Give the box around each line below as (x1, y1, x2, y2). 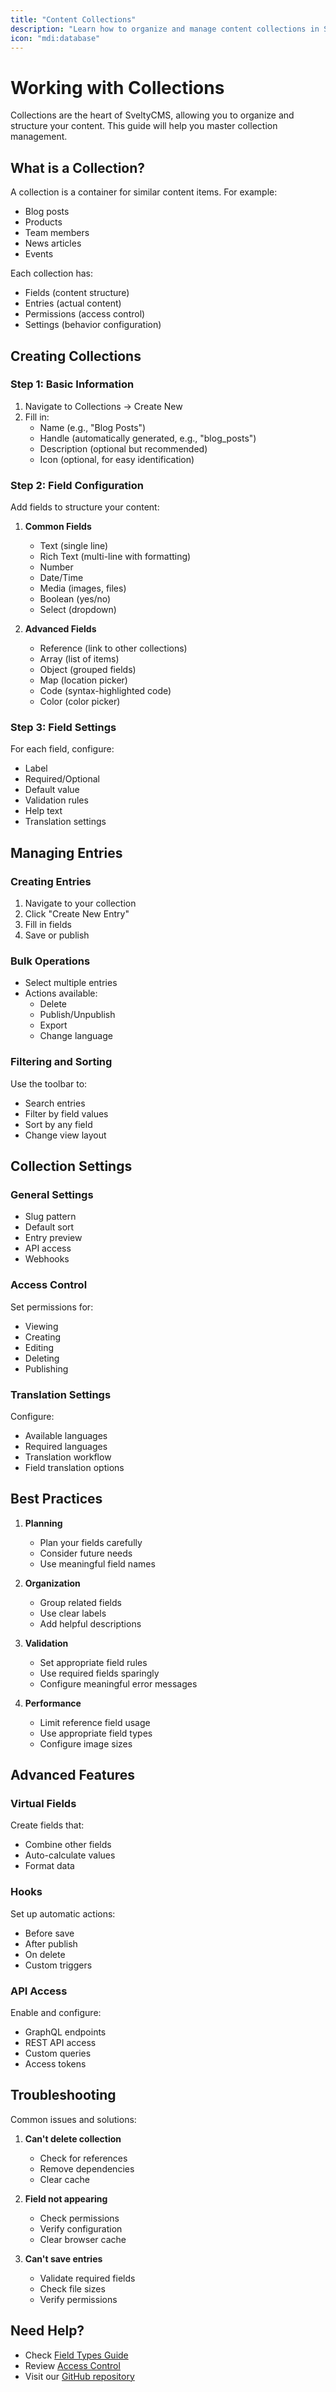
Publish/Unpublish (39, 1009, 116, 1021)
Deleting (24, 1352, 60, 1364)
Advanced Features (10, 1767, 136, 1784)
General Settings (10, 1188, 94, 1201)
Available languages (24, 1429, 108, 1441)
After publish (24, 1937, 78, 1950)
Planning (24, 1517, 63, 1529)
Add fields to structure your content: (10, 501, 160, 513)
